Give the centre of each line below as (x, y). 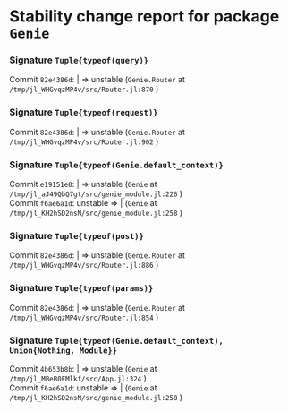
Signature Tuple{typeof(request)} (84, 112)
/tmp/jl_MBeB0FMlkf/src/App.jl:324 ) (78, 378)
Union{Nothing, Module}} (64, 350)
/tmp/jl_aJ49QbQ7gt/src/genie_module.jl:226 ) (96, 193)
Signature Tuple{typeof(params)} (81, 288)
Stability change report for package (144, 17)
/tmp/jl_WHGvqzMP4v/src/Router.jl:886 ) (84, 265)
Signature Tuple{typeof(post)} (77, 236)
